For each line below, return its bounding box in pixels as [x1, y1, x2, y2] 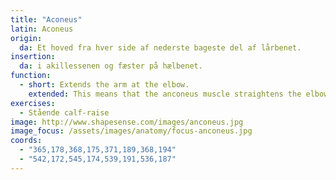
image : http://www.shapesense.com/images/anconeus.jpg [10, 117, 244, 127]
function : [10, 71, 52, 81]
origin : [10, 33, 43, 43]
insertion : [10, 52, 56, 62]
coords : [10, 136, 43, 146]
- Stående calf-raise [19, 107, 110, 118]
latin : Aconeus [10, 24, 74, 34]
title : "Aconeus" [10, 14, 83, 25]
